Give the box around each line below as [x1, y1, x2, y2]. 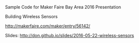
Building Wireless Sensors [5, 14, 58, 19]
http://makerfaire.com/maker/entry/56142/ [5, 23, 91, 29]
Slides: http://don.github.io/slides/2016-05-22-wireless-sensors [5, 33, 135, 38]
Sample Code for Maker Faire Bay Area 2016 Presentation [5, 4, 121, 10]
